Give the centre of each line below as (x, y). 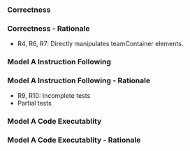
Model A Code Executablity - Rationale (74, 140)
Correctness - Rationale (49, 28)
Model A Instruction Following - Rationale (79, 80)
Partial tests (35, 103)
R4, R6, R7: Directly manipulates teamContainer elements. (100, 44)
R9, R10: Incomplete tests (54, 96)
